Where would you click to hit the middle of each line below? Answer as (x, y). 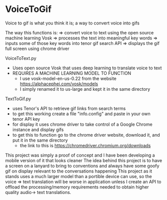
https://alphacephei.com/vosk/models (59, 84)
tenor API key (26, 119)
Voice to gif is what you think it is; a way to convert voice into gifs (72, 23)
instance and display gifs (38, 129)
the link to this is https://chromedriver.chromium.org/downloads (85, 145)
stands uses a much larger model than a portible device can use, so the (79, 176)
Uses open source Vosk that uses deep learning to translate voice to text (87, 68)
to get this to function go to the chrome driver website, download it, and (86, 135)
